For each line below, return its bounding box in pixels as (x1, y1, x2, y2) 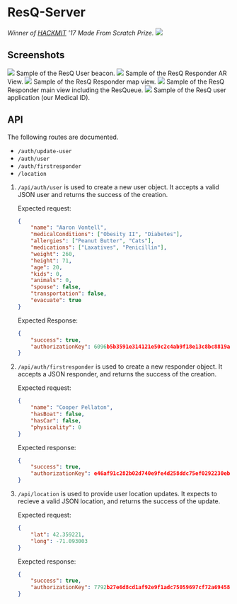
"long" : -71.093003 (30, 537, 88, 544)
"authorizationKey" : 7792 (30, 584, 108, 591)
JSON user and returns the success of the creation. (17, 190, 168, 198)
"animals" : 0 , (30, 277, 72, 284)
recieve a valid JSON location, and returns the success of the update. (17, 497, 221, 505)
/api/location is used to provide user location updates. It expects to (17, 490, 218, 498)
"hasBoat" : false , (30, 410, 85, 418)
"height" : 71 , (30, 257, 72, 264)
